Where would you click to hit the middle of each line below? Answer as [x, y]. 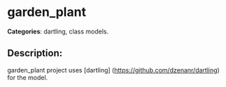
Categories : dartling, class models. [58, 31]
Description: [35, 53]
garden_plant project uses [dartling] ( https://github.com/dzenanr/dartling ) [114, 70]
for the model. [28, 77]
